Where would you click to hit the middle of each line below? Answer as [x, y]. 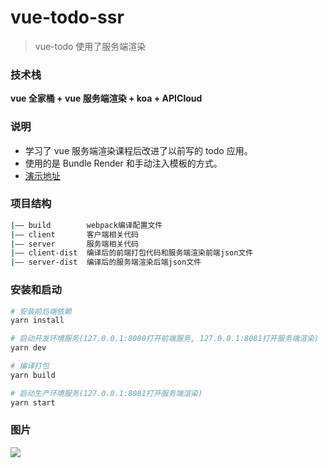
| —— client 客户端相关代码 [74, 234]
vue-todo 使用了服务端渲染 [90, 46]
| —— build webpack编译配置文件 [86, 225]
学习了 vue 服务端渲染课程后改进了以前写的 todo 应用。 [138, 150]
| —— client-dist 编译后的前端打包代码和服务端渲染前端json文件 [132, 253]
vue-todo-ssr [67, 17]
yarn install [37, 321]
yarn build [33, 375]
